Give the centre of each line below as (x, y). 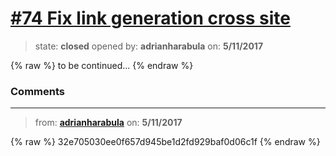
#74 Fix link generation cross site (150, 18)
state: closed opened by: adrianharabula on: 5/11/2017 (149, 46)
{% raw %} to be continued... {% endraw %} (102, 65)
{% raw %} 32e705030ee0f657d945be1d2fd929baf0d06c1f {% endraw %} (165, 142)
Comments (37, 91)
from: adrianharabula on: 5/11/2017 (108, 123)
